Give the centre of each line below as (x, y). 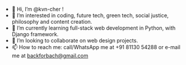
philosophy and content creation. (52, 22)
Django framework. (35, 34)
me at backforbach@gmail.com (50, 56)
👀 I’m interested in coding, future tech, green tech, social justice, (90, 15)
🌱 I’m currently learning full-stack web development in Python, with (94, 28)
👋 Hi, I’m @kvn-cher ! (37, 9)
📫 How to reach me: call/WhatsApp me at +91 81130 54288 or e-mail (96, 47)
